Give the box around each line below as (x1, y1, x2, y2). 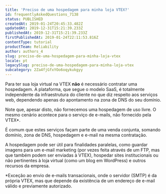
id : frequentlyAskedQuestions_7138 (5, 12, 79, 17)
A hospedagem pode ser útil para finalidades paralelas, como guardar (5, 142, 148, 147)
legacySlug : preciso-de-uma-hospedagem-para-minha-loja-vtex (5, 63, 134, 68)
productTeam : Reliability (5, 44, 58, 49)
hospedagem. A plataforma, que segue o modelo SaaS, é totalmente (5, 87, 145, 92)
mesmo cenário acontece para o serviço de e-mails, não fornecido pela (5, 112, 152, 117)
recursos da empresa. (5, 163, 50, 169)
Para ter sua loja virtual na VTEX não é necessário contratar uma (5, 81, 137, 87)
